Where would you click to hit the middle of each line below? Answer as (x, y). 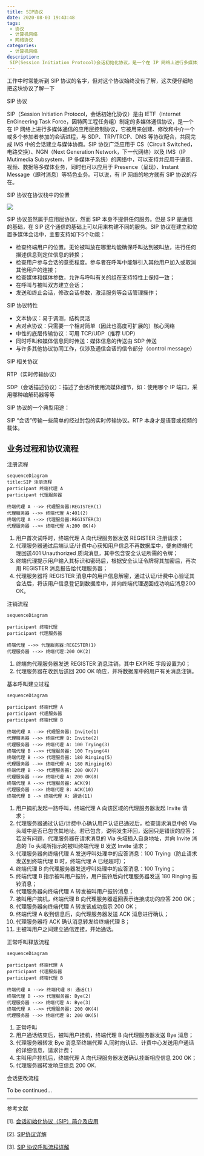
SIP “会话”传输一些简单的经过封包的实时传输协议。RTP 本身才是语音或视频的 (102, 420)
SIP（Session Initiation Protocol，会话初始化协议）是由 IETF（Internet (94, 114)
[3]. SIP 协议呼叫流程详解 (38, 1147)
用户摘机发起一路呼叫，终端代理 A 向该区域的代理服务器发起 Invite (98, 808)
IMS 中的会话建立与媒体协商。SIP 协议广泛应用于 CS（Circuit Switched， (105, 144)
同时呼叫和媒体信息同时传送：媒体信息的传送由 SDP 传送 (86, 341)
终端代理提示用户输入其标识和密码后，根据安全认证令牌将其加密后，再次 (106, 561)
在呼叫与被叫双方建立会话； (50, 284)
